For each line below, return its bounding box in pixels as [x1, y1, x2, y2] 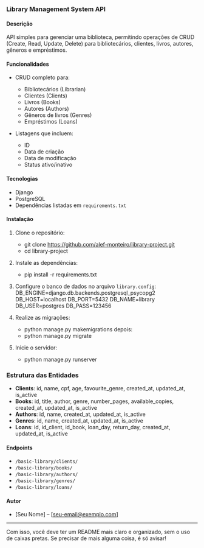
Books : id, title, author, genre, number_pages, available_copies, [15, 398, 174, 405]
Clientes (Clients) [24, 92, 68, 99]
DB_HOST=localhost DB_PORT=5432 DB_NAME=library [15, 295, 155, 303]
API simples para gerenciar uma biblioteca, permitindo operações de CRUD [6, 33, 195, 41]
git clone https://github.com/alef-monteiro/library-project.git [24, 241, 175, 248]
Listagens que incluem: [15, 130, 74, 137]
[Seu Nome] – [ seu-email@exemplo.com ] [15, 511, 118, 518]
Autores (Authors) [24, 105, 69, 113]
